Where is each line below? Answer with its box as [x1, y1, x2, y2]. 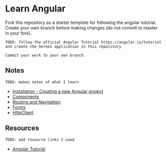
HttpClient [12, 109, 34, 115]
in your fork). [5, 30, 32, 36]
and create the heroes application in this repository [5, 44, 122, 49]
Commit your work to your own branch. [5, 53, 86, 58]
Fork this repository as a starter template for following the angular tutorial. [5, 19, 157, 25]
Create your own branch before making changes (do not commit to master [5, 24, 158, 30]
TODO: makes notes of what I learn [5, 79, 79, 85]
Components [12, 93, 39, 100]
